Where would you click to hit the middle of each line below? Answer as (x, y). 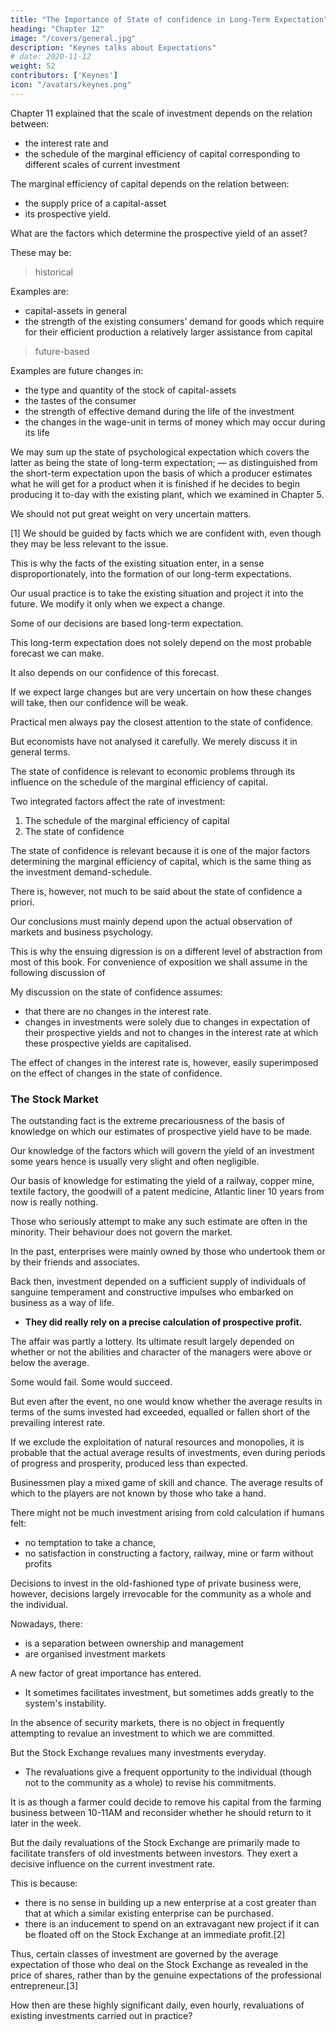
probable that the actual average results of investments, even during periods (168, 1453)
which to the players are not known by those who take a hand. (138, 1493)
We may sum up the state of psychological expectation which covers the (160, 452)
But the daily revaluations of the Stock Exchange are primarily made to (155, 1843)
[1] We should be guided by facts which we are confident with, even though (166, 533)
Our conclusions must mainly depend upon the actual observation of (151, 921)
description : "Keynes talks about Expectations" (113, 47)
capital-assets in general (75, 310)
